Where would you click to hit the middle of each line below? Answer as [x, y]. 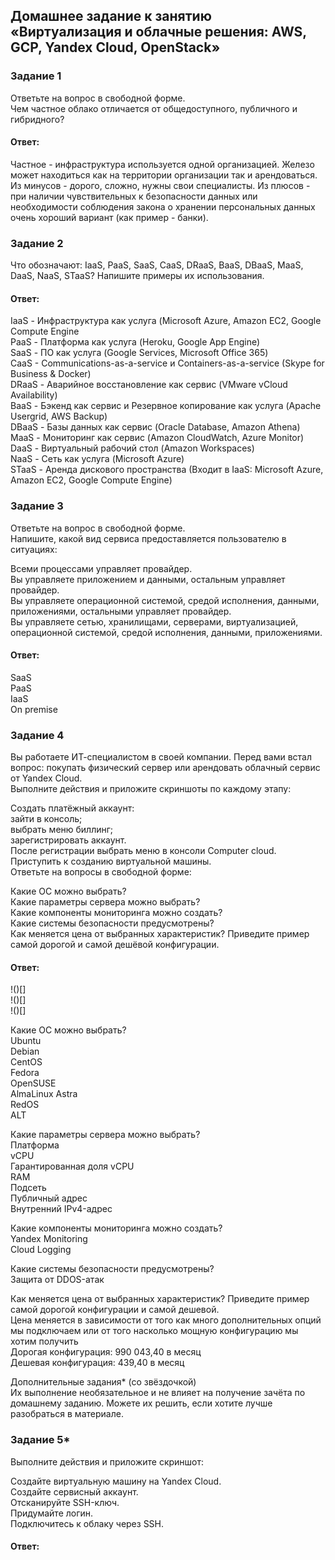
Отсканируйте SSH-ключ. [65, 1502]
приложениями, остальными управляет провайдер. [121, 611]
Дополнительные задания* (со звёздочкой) [103, 1382]
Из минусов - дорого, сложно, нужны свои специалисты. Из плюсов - [160, 185]
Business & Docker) [51, 374]
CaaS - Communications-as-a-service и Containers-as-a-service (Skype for [167, 363]
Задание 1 [36, 76]
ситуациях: [34, 549]
